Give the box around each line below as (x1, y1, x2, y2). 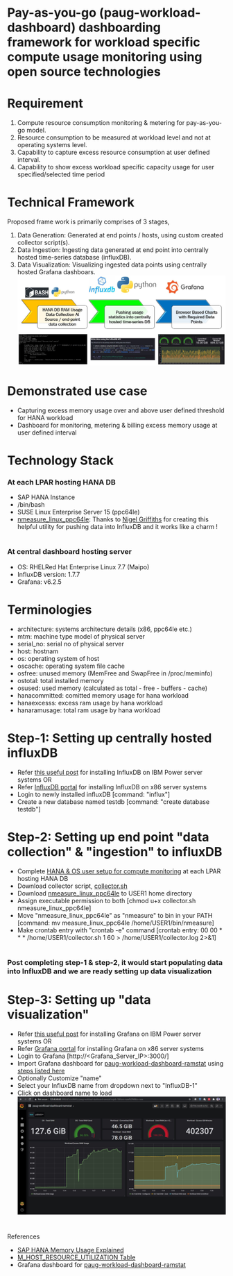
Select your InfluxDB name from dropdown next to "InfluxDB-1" (17, 1081, 198, 1089)
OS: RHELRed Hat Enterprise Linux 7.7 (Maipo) (17, 562, 150, 571)
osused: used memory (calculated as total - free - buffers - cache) (17, 684, 208, 692)
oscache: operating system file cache (17, 662, 125, 670)
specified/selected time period (17, 170, 105, 178)
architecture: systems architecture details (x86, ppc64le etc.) (17, 625, 193, 633)
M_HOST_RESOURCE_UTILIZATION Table (17, 1253, 136, 1261)
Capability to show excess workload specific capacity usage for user (17, 163, 215, 171)
